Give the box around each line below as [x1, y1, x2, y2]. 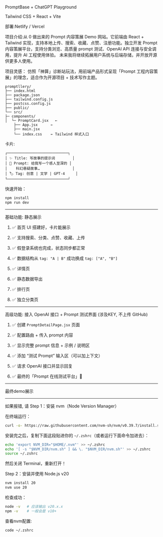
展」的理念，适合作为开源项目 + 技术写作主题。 [5, 75, 100, 80]
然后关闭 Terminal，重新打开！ [5, 461, 66, 467]
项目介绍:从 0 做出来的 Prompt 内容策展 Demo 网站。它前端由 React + [5, 34, 144, 39]
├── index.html [5, 88, 36, 93]
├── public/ [5, 105, 29, 110]
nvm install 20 [5, 481, 36, 486]
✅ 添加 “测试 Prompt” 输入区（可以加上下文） [12, 352, 103, 358]
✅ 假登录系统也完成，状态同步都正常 [12, 245, 85, 251]
